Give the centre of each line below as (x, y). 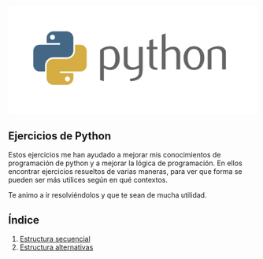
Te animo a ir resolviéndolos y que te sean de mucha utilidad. (107, 195)
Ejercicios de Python (60, 136)
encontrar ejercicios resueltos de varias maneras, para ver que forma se (125, 172)
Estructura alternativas (56, 247)
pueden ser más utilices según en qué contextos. (88, 180)
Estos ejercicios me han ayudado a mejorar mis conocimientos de (115, 155)
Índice (24, 220)
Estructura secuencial (55, 239)
